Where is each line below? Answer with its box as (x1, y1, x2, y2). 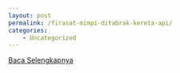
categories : (8, 26, 48, 34)
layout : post (8, 11, 52, 20)
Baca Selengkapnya (8, 56, 74, 65)
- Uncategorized (22, 33, 77, 42)
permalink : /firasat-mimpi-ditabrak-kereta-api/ (8, 19, 173, 27)
